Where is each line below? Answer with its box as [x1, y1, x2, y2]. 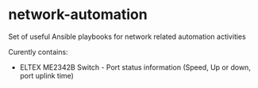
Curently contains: [8, 47, 69, 56]
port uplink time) [19, 71, 74, 80]
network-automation [8, 6, 148, 24]
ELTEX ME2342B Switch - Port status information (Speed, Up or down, [19, 62, 252, 72]
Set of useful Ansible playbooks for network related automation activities [8, 32, 246, 41]
